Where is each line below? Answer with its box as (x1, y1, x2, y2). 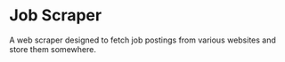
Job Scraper (9, 5, 102, 26)
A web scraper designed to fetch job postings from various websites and (9, 35, 276, 45)
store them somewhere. (9, 43, 96, 54)
